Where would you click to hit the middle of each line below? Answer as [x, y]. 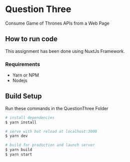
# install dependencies [30, 117]
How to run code [31, 39]
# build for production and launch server [50, 145]
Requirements [23, 64]
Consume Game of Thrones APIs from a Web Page [57, 23]
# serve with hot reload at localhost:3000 [51, 131]
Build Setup [23, 96]
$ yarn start [19, 154]
